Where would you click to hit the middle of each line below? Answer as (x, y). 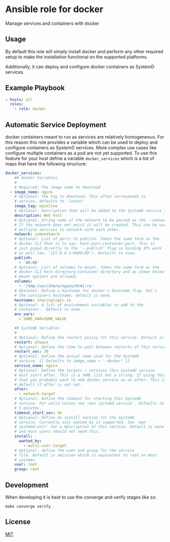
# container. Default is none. (48, 310)
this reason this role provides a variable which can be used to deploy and (81, 142)
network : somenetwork (37, 234)
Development (27, 485)
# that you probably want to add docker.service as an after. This (87, 380)
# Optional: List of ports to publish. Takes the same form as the (87, 239)
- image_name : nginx (31, 192)
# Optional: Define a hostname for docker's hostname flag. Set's (86, 290)
